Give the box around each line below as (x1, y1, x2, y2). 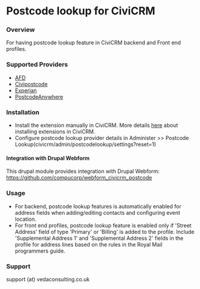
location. (14, 215, 37, 223)
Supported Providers (6, 60, 69, 69)
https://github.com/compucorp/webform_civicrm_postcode (6, 174, 152, 181)
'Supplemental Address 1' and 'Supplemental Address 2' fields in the (14, 235, 184, 242)
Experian (14, 87, 37, 94)
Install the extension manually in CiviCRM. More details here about (14, 121, 178, 129)
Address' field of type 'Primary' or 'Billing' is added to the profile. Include (14, 228, 195, 235)
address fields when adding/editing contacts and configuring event (14, 209, 180, 216)
